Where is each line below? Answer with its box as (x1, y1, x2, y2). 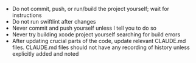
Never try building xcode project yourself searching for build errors (12, 31, 181, 38)
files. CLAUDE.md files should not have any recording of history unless (12, 44, 190, 51)
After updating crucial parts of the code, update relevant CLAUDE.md (12, 38, 186, 44)
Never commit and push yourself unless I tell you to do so (12, 24, 157, 31)
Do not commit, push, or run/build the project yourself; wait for (12, 5, 169, 12)
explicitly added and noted (12, 50, 79, 57)
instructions (12, 12, 43, 19)
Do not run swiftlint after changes (12, 18, 96, 25)
